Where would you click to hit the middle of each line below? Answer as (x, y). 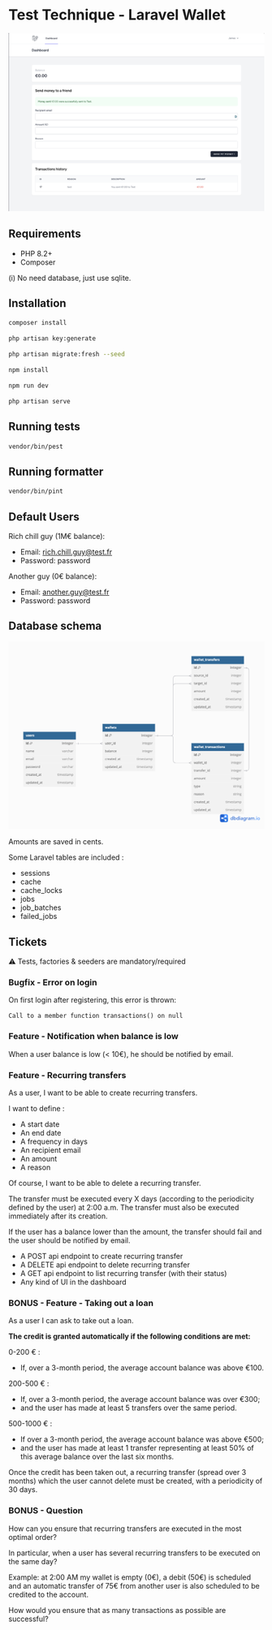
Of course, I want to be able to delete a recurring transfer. (105, 1184)
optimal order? (32, 1537)
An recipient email (50, 1150)
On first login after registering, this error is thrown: (93, 1000)
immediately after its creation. (58, 1216)
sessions (35, 873)
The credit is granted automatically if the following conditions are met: (130, 1336)
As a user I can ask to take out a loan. (71, 1321)
